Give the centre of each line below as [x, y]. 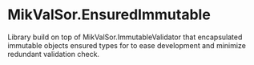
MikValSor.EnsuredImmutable [109, 15]
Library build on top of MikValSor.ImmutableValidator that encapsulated [125, 37]
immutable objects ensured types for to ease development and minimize [127, 45]
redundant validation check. [54, 54]
